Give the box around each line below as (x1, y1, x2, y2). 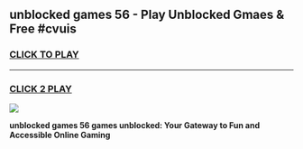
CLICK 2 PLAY (9, 82, 72, 95)
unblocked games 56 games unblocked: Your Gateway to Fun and (9, 119, 260, 130)
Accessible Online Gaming (9, 129, 111, 140)
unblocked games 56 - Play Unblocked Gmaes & (9, 7, 285, 23)
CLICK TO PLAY (9, 49, 79, 61)
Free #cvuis (9, 22, 77, 37)
